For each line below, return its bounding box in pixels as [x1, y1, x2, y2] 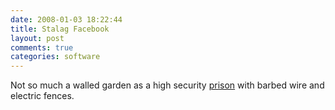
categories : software [10, 52, 101, 62]
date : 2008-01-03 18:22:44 [10, 14, 123, 25]
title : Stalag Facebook [10, 24, 110, 34]
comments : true [10, 42, 74, 53]
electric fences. [10, 90, 75, 102]
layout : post [10, 33, 65, 43]
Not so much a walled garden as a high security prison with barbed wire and [10, 79, 325, 91]
